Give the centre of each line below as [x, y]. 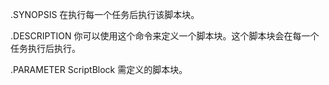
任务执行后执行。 [45, 48]
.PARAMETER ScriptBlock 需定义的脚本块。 [99, 69]
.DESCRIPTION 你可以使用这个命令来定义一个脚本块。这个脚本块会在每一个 [165, 36]
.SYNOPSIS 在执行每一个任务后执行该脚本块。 [105, 14]
